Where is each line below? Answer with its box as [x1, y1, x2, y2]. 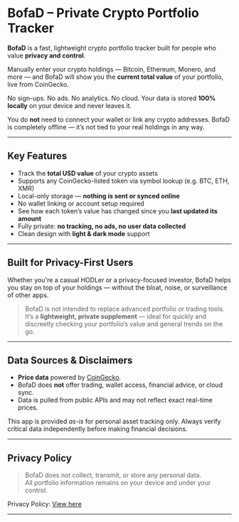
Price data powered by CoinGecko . [17, 373, 122, 382]
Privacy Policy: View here [7, 500, 82, 508]
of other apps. [7, 290, 49, 299]
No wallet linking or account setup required [17, 199, 144, 208]
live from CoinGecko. [7, 80, 69, 88]
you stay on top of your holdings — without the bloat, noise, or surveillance [7, 283, 228, 292]
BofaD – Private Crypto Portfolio [7, 5, 199, 21]
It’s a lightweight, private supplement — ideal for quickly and [24, 311, 207, 321]
